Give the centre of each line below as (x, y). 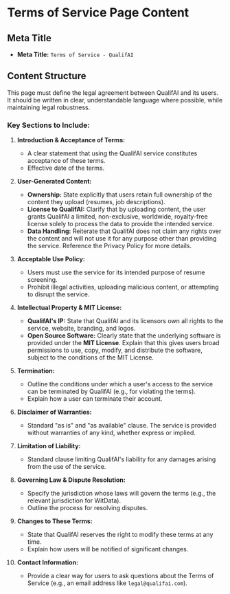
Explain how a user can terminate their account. (95, 399)
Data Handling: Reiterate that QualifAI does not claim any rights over (124, 231)
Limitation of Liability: (49, 446)
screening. (42, 280)
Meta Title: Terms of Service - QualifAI (75, 54)
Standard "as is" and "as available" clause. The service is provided (122, 426)
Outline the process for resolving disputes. (88, 508)
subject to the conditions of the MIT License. (91, 357)
